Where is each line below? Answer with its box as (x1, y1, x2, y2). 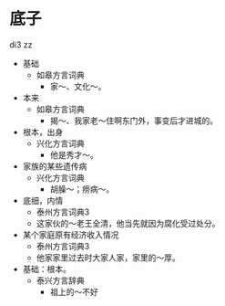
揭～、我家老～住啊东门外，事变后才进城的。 (49, 115, 219, 126)
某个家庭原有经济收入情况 (22, 229, 119, 240)
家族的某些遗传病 (22, 161, 87, 172)
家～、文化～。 (49, 80, 107, 91)
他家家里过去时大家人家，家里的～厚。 (36, 252, 180, 263)
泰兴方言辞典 (36, 275, 85, 286)
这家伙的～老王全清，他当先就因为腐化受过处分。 (36, 217, 220, 228)
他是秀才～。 (49, 149, 98, 160)
